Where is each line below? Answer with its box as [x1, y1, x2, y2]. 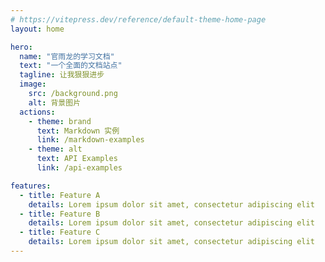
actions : [19, 107, 56, 117]
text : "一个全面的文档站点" [19, 61, 123, 71]
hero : [10, 42, 33, 52]
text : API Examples [36, 154, 118, 164]
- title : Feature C [19, 227, 101, 238]
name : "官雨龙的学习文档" [19, 51, 115, 61]
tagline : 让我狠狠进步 [19, 70, 105, 80]
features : [10, 181, 52, 191]
